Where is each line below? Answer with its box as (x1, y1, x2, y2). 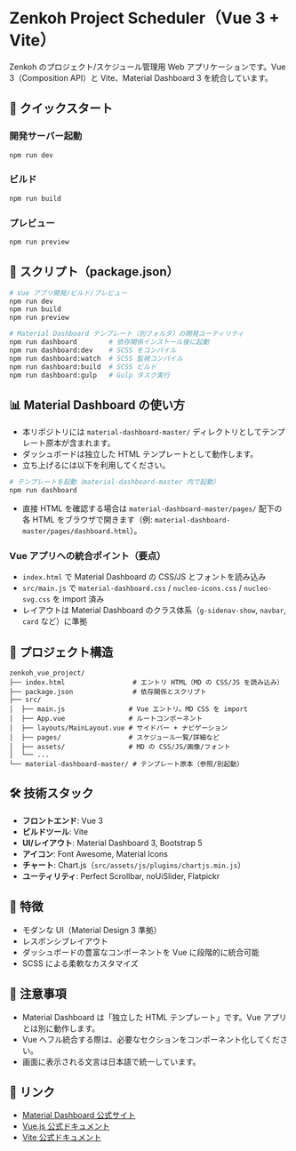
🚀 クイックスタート (9, 101, 114, 116)
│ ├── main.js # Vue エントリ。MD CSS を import (9, 705, 248, 714)
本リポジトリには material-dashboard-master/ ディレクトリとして (21, 427, 262, 437)
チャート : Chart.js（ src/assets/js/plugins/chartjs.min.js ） (21, 859, 246, 870)
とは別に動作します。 (21, 1023, 100, 1034)
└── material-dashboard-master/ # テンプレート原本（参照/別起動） (9, 760, 244, 769)
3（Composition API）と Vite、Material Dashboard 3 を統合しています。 (9, 72, 273, 83)
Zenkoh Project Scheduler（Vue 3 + (9, 8, 280, 28)
